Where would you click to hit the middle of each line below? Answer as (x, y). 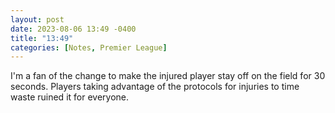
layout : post (37, 19)
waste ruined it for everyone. (70, 97)
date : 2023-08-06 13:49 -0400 (73, 29)
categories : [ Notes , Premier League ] (89, 47)
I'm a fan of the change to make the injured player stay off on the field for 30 (168, 76)
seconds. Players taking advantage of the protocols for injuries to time (155, 87)
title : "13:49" (42, 38)
